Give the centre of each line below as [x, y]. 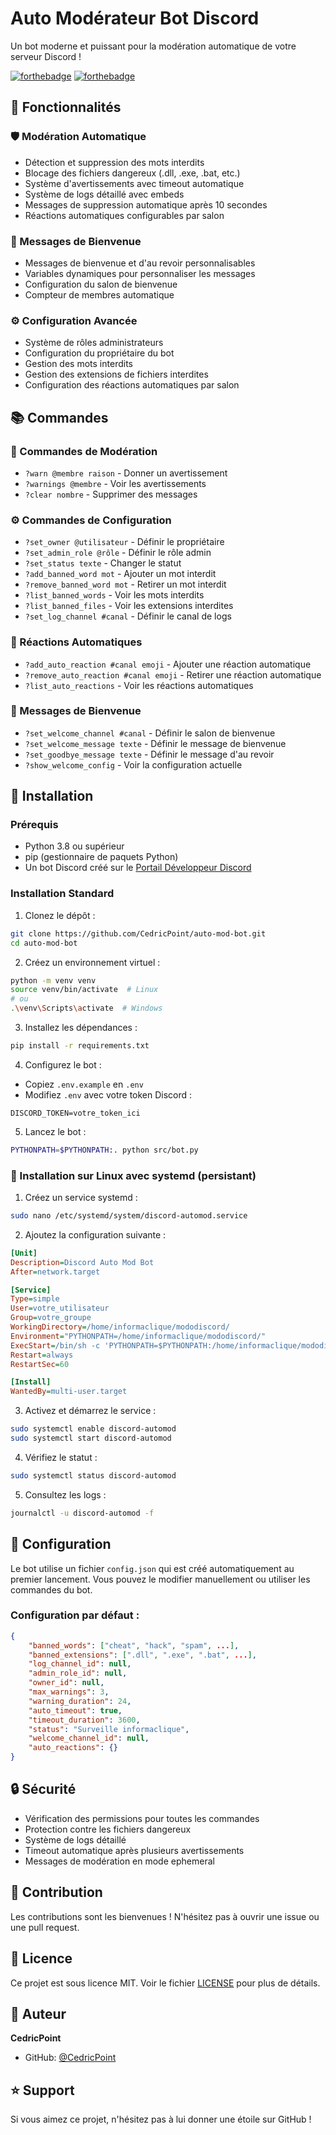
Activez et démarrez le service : [90, 1411]
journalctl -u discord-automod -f [82, 1513]
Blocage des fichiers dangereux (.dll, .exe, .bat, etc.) [132, 173]
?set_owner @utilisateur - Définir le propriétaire [124, 542]
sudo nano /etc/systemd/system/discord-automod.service [129, 1216]
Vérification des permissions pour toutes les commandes [142, 1818]
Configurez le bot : [63, 1064]
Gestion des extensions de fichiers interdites [116, 374]
